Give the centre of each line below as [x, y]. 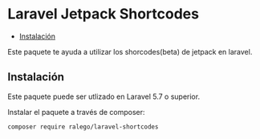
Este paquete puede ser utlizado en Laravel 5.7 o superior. [104, 96]
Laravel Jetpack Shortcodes [104, 14]
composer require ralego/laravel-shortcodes [83, 127]
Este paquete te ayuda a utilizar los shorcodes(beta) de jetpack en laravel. [130, 51]
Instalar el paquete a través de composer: [76, 112]
